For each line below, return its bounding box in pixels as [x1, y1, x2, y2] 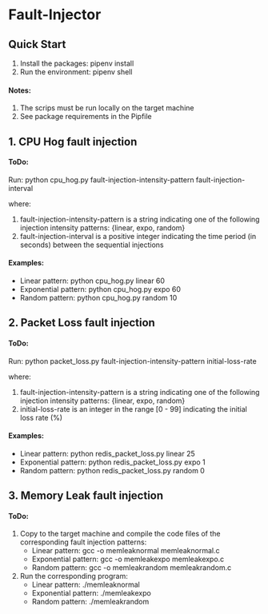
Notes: [8, 86, 32, 95]
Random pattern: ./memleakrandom [31, 597, 150, 607]
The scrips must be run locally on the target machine [19, 103, 194, 113]
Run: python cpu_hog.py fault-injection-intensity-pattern [8, 174, 194, 185]
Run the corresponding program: [19, 572, 128, 581]
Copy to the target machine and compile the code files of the [19, 529, 221, 539]
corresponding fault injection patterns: [19, 537, 147, 547]
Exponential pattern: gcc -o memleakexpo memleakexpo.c [31, 554, 225, 564]
